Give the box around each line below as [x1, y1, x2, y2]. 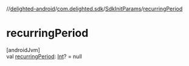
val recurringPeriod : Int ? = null [6, 53, 82, 60]
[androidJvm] [6, 46, 41, 53]
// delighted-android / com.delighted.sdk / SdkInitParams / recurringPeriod [6, 5, 183, 12]
